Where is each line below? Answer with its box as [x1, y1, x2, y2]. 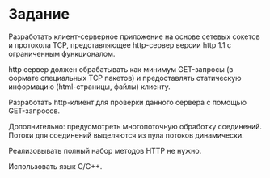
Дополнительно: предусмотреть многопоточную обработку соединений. [8, 121, 263, 131]
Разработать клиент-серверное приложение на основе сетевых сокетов [8, 32, 260, 41]
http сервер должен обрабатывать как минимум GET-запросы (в [8, 64, 234, 74]
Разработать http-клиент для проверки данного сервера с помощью [8, 97, 247, 107]
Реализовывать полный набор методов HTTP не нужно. [8, 146, 202, 155]
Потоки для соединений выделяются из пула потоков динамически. [8, 130, 244, 140]
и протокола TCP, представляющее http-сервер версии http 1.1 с [8, 40, 232, 49]
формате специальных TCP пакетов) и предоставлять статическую [8, 73, 242, 83]
